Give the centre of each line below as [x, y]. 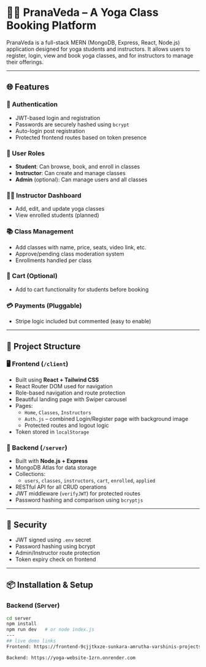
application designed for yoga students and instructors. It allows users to [98, 49]
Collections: [30, 474]
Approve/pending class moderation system [70, 254]
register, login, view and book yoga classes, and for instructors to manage [100, 55]
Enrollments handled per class [53, 260]
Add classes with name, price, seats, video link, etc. [81, 247]
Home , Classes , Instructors [58, 412]
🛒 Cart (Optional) [32, 276]
